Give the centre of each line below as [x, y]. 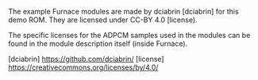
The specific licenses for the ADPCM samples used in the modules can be [129, 35]
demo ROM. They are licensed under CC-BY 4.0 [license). [103, 20]
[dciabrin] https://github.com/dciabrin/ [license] [86, 59]
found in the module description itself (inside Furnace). [98, 44]
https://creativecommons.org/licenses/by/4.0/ [83, 67]
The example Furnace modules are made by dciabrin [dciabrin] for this [124, 11]
